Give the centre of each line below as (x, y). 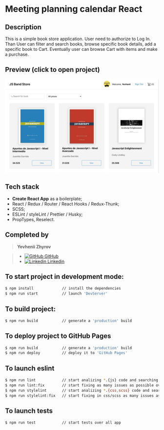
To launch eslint (30, 368)
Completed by (27, 235)
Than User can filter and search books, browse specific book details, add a (81, 44)
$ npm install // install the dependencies (63, 289)
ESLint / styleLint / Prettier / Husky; (47, 214)
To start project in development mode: (64, 277)
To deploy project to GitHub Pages (58, 336)
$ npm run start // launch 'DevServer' (57, 294)
